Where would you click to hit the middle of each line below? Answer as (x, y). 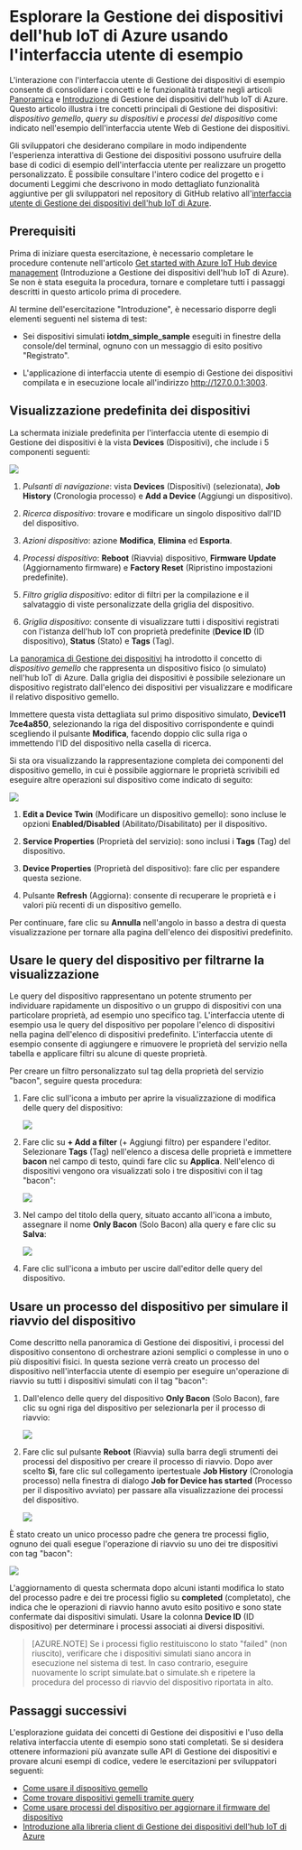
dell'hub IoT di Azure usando (119, 36)
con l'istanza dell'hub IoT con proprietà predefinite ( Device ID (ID (143, 631)
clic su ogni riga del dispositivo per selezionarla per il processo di (144, 1408)
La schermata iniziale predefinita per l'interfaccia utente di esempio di (139, 432)
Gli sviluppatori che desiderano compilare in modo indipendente (128, 145)
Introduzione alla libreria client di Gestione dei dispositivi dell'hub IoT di (154, 1827)
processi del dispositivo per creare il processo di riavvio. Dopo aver (147, 1462)
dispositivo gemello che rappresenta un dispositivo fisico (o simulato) (138, 668)
